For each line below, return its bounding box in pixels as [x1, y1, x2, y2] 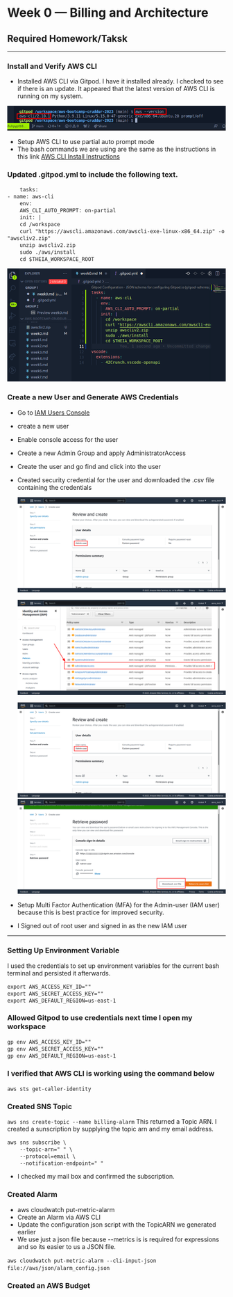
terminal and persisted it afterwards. [7, 969, 111, 977]
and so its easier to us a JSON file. [17, 1242, 116, 1250]
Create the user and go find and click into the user [17, 462, 162, 470]
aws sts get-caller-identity [7, 1085, 92, 1093]
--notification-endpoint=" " [19, 1160, 104, 1167]
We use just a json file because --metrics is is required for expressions [17, 1235, 220, 1243]
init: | [19, 214, 42, 221]
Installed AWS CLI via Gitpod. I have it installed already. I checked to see [17, 77, 224, 86]
